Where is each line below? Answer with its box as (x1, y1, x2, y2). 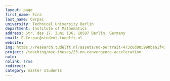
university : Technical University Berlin (5, 21, 94, 27)
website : (5, 40, 24, 45)
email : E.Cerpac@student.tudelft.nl (5, 36, 82, 41)
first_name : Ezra (5, 12, 42, 17)
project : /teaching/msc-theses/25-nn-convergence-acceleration (5, 49, 142, 54)
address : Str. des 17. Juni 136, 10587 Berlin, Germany (5, 31, 125, 36)
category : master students (5, 68, 62, 73)
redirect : (5, 63, 26, 68)
